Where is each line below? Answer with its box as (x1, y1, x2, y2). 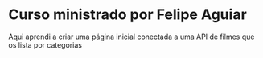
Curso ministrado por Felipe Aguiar (8, 6, 247, 24)
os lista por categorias (8, 40, 83, 49)
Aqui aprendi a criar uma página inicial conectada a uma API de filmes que (8, 32, 255, 41)
